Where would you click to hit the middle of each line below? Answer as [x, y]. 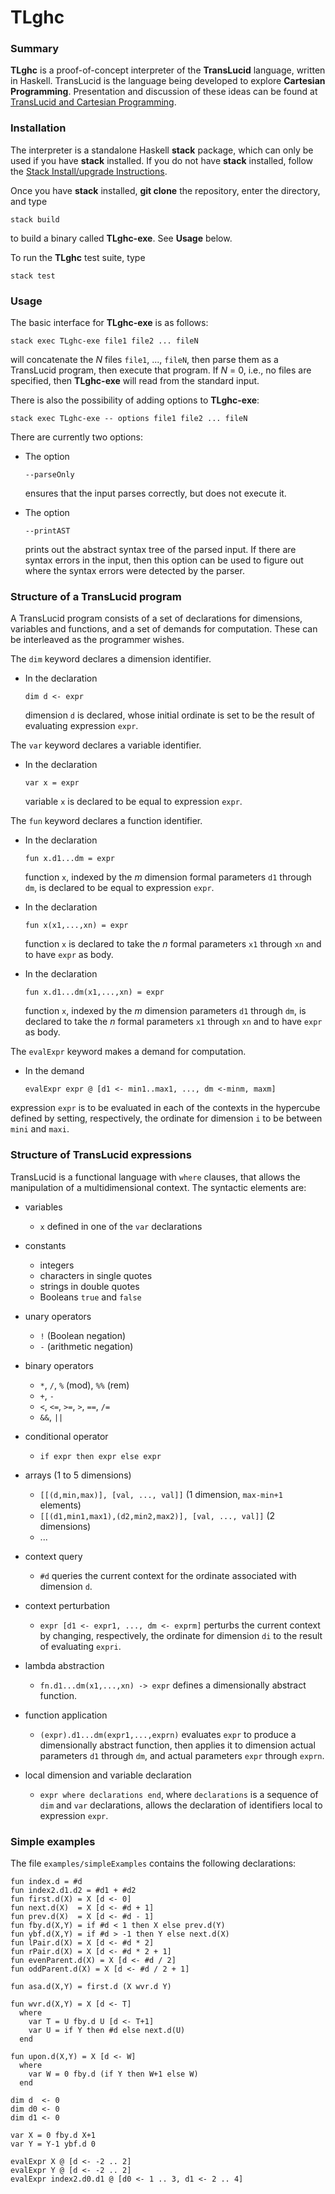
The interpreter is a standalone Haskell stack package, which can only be [162, 150]
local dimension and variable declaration [108, 1775]
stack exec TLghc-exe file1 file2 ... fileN [104, 341]
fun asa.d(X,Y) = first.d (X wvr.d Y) [91, 1986]
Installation [38, 128]
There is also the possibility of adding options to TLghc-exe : [135, 400]
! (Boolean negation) [83, 1335]
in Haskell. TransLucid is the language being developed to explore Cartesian [168, 81]
